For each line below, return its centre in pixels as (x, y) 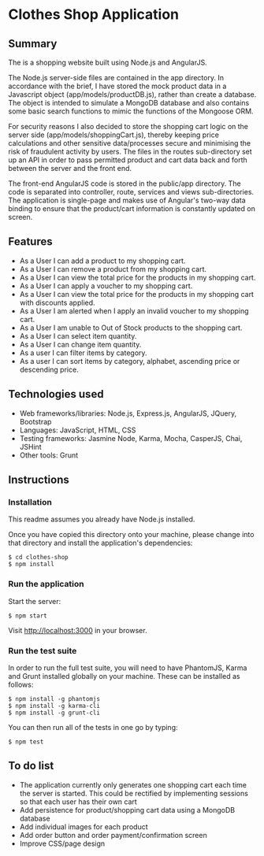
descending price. (49, 369)
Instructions (39, 480)
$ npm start (28, 616)
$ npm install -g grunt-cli (54, 713)
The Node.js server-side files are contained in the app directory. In (116, 78)
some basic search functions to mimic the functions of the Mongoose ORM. (131, 111)
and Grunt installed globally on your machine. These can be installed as (124, 676)
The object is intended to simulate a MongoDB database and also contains (129, 103)
